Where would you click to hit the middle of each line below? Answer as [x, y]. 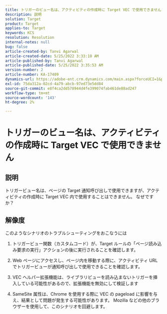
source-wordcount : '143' [31, 98]
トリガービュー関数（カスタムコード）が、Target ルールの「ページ [81, 243]
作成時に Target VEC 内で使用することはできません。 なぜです [90, 197]
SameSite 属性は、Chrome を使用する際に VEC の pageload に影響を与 [85, 294]
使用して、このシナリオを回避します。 [69, 306]
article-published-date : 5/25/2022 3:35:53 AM [54, 65]
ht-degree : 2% [20, 103]
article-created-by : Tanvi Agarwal [42, 51]
